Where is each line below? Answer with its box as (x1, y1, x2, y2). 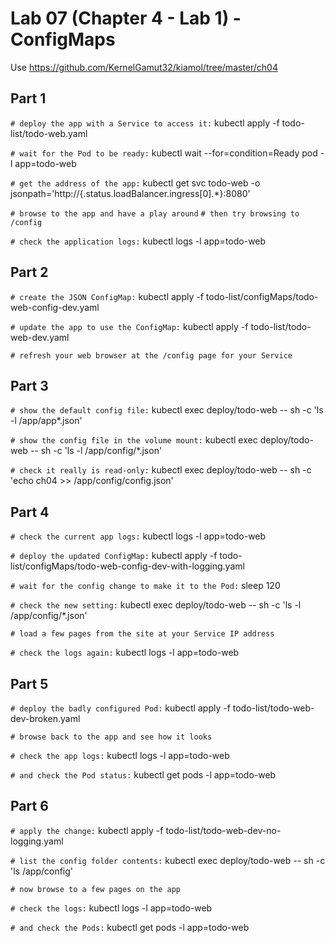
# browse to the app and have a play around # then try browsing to (10, 208, 300, 219)
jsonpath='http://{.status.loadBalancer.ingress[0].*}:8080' (10, 187, 251, 199)
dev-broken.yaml (10, 713, 81, 724)
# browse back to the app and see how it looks (10, 732, 213, 742)
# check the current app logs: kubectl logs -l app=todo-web (10, 530, 267, 542)
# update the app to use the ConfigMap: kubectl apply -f (10, 320, 249, 332)
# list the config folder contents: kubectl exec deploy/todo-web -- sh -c (10, 854, 326, 866)
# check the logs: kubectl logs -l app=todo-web (10, 902, 213, 914)
